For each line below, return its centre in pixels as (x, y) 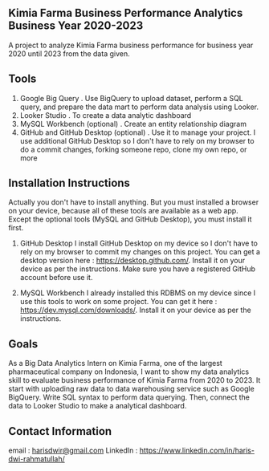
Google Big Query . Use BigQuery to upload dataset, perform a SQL (131, 98)
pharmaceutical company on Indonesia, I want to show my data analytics (129, 372)
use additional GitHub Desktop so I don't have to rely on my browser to (137, 140)
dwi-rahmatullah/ (37, 459)
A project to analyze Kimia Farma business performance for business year (131, 45)
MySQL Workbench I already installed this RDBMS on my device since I (138, 293)
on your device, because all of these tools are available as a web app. (123, 211)
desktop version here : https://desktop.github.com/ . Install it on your (132, 261)
